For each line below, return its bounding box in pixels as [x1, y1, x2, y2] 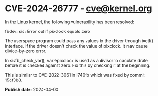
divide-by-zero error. [5, 48, 47, 54]
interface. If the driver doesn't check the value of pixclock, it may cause [5, 43, 148, 48]
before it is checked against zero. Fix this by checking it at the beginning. [5, 63, 151, 68]
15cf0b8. [5, 77, 23, 83]
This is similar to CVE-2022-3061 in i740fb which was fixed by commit [5, 72, 145, 78]
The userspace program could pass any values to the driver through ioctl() [5, 37, 154, 44]
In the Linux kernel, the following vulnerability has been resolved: [5, 19, 134, 25]
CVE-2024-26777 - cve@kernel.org [5, 3, 152, 14]
